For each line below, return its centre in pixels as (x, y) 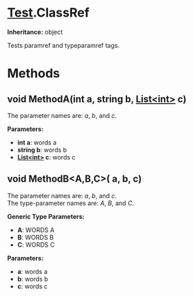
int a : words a (37, 142)
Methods (34, 73)
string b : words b (42, 150)
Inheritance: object (35, 32)
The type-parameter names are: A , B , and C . (70, 203)
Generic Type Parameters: (46, 216)
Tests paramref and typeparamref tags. (64, 45)
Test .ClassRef (49, 13)
